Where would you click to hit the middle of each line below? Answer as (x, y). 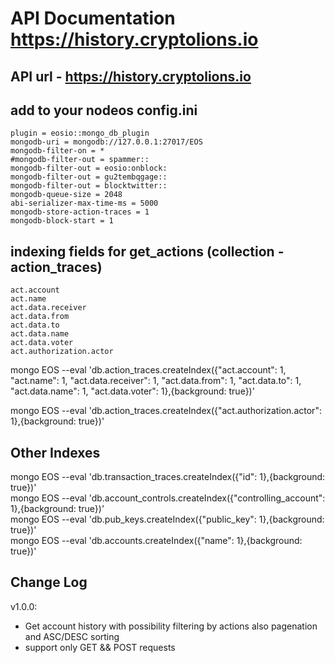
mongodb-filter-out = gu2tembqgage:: (89, 177)
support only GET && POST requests (100, 647)
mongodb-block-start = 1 (62, 221)
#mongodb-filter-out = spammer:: (80, 160)
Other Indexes (55, 452)
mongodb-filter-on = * (57, 151)
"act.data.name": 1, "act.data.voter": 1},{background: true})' (132, 391)
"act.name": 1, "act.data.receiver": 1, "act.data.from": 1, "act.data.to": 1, (156, 381)
